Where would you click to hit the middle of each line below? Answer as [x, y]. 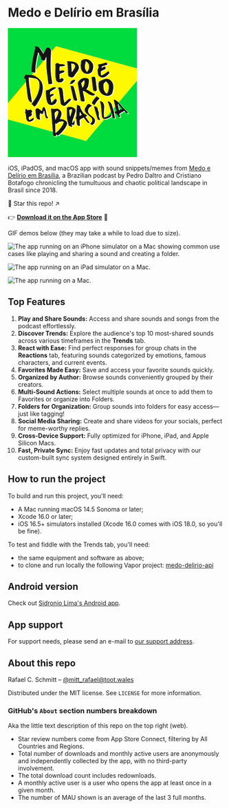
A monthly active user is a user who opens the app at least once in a [115, 783]
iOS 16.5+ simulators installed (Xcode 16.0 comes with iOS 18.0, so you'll [120, 524]
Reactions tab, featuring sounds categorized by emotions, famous [112, 355]
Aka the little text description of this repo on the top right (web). [98, 726]
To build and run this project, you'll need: [66, 496]
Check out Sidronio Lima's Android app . [64, 603]
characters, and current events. [62, 362]
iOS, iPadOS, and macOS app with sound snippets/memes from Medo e [109, 168]
